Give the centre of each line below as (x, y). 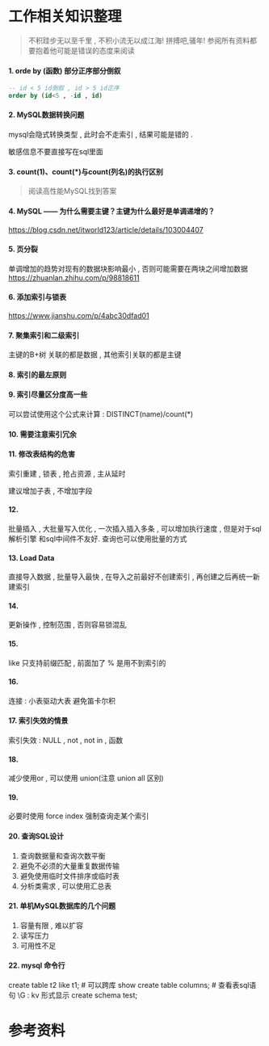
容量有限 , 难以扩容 (51, 925)
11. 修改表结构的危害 (42, 454)
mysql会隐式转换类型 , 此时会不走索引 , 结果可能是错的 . (101, 135)
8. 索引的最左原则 (38, 374)
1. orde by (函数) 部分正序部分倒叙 (65, 70)
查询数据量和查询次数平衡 (63, 855)
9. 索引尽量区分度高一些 (48, 395)
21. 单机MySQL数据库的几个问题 (62, 906)
